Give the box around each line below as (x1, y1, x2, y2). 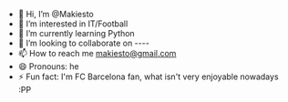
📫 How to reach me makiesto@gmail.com (17, 48, 177, 58)
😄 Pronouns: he (17, 61, 79, 72)
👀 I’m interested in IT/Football (17, 18, 129, 29)
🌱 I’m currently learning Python (17, 28, 135, 38)
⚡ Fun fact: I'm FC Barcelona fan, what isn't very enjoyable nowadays (17, 71, 280, 82)
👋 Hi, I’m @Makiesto (17, 9, 94, 19)
